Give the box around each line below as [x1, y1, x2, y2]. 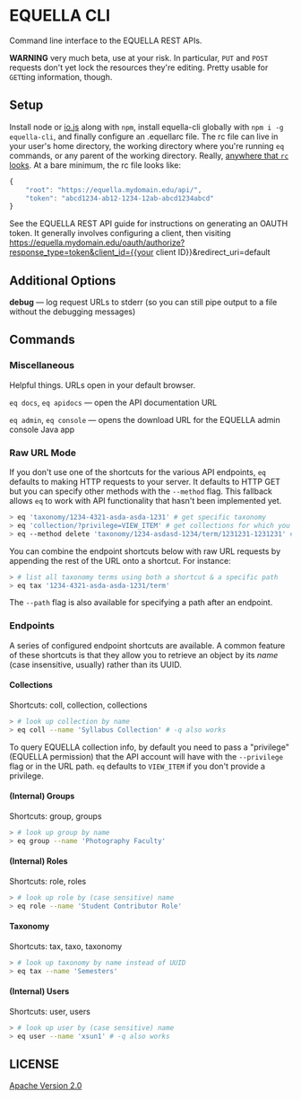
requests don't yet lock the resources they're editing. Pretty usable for [9, 62, 269, 73]
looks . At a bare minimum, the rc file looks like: [9, 159, 182, 171]
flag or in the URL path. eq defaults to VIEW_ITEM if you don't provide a [9, 761, 266, 771]
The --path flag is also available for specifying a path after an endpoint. [9, 597, 273, 608]
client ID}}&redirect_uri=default [155, 247, 271, 258]
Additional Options [9, 273, 116, 288]
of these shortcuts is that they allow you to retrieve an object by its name [9, 649, 279, 660]
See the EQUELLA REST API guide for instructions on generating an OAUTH [9, 218, 288, 229]
